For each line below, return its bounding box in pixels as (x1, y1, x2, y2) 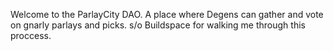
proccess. (10, 30, 52, 41)
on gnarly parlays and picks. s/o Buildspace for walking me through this (10, 19, 306, 31)
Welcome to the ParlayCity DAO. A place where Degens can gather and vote (10, 9, 324, 20)
